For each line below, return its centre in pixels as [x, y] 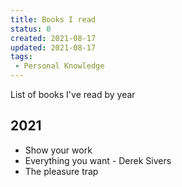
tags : [21, 57]
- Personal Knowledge [59, 66]
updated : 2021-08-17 [53, 47]
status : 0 [31, 29]
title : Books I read [53, 19]
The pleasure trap [61, 171]
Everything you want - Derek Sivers [98, 160]
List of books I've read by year [73, 94]
